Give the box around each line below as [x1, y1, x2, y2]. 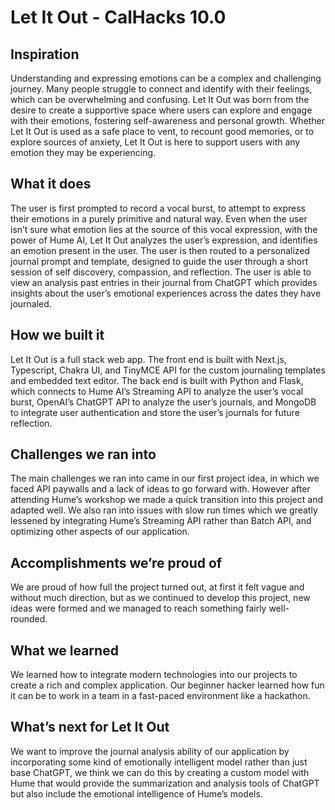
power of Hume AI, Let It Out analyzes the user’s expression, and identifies [10, 234, 318, 246]
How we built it [10, 327, 105, 344]
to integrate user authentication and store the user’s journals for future [10, 406, 300, 418]
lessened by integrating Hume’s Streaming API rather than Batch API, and [10, 515, 312, 527]
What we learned [10, 642, 119, 659]
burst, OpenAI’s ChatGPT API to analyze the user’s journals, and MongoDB [10, 396, 317, 408]
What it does [10, 176, 92, 193]
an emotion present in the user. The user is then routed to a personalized [10, 244, 311, 256]
